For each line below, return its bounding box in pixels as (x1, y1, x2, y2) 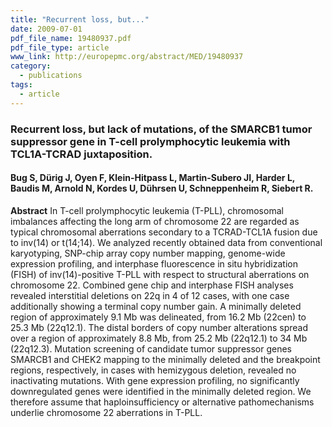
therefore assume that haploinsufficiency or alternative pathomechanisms (10, 396, 315, 408)
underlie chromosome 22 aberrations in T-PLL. (10, 406, 203, 418)
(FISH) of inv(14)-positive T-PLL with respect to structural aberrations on (10, 268, 310, 280)
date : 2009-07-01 (10, 24, 83, 34)
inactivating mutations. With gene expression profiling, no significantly (10, 374, 300, 386)
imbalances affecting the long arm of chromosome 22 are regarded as (10, 215, 300, 227)
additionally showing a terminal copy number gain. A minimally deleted (10, 300, 302, 312)
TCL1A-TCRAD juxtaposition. (10, 147, 153, 161)
